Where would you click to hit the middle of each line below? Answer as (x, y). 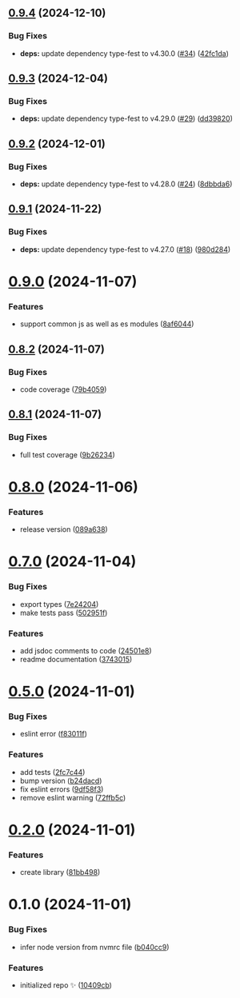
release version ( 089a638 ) (64, 529)
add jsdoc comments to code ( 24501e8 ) (86, 650)
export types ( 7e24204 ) (59, 604)
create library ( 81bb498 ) (60, 872)
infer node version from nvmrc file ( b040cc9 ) (94, 947)
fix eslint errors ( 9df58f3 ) (62, 789)
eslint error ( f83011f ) (54, 734)
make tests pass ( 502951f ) (64, 613)
